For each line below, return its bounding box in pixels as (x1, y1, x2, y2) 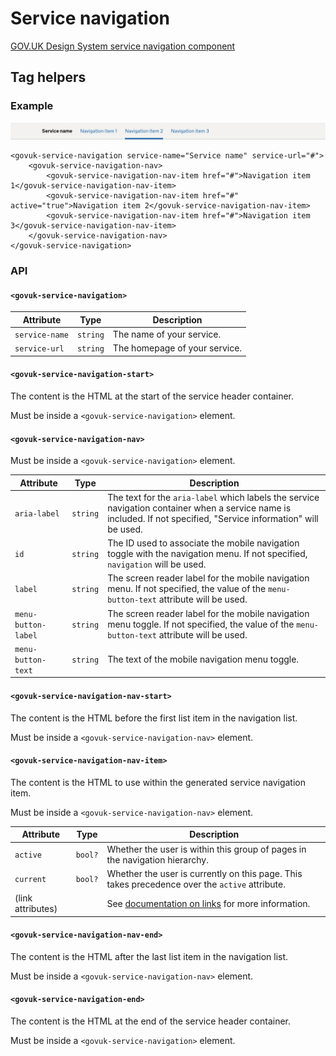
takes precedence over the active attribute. (106, 878, 286, 890)
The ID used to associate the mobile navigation (107, 537, 300, 549)
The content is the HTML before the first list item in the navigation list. (10, 712, 298, 724)
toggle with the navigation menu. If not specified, (107, 548, 308, 560)
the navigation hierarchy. (106, 853, 209, 866)
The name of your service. (112, 328, 222, 341)
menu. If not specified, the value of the (107, 583, 267, 595)
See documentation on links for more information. (106, 897, 311, 909)
